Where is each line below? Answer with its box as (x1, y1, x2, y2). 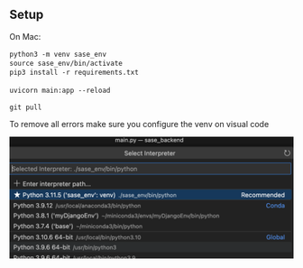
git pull (9, 103, 42, 112)
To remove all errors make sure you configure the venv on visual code (9, 118, 270, 129)
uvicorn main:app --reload (9, 86, 111, 95)
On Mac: (9, 31, 41, 42)
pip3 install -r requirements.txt (9, 68, 140, 77)
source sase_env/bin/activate (9, 59, 124, 68)
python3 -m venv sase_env (9, 50, 106, 59)
